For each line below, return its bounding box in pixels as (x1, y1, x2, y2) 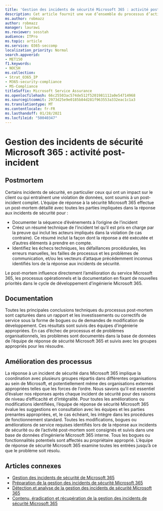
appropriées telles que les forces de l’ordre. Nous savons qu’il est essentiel (5, 386, 155, 392)
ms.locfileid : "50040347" (5, 115, 57, 120)
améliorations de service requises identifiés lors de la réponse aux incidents (5, 422, 157, 428)
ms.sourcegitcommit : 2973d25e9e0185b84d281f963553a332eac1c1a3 (5, 98, 136, 102)
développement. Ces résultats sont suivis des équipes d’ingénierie (5, 323, 138, 328)
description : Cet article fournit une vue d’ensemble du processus (5, 12, 145, 17)
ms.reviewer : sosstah (5, 30, 49, 34)
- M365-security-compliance (5, 79, 62, 84)
